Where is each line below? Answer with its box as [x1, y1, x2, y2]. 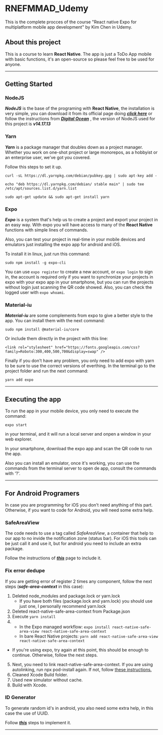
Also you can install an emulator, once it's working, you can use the [5, 460, 140, 466]
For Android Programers [5, 489, 80, 497]
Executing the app [5, 395, 62, 403]
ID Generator [5, 694, 36, 701]
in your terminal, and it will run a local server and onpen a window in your [5, 431, 151, 437]
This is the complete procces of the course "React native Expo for [5, 19, 137, 25]
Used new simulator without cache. [12, 677, 83, 683]
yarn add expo [5, 377, 34, 382]
